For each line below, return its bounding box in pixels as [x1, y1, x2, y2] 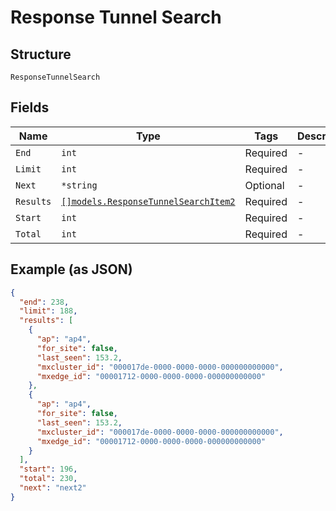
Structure [10, 46, 72, 63]
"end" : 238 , [19, 297, 70, 307]
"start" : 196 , [19, 464, 78, 475]
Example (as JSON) [10, 261, 133, 278]
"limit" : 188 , [19, 306, 78, 316]
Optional [244, 178, 285, 192]
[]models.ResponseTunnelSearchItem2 [61, 196, 236, 207]
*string [61, 179, 98, 191]
